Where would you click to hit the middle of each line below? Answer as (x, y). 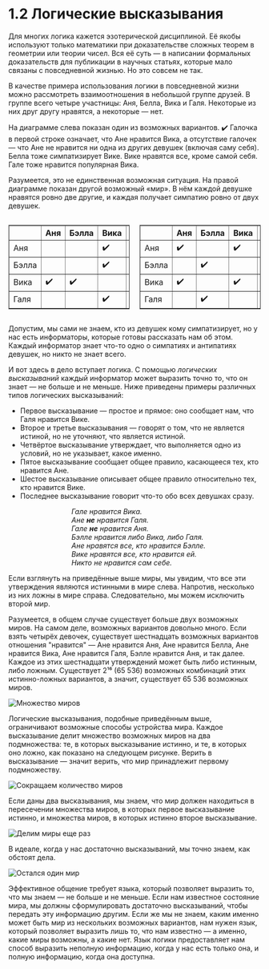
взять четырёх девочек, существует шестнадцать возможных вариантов (133, 636)
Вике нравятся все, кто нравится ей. (134, 553)
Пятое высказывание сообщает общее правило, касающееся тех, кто (139, 461)
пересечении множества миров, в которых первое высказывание (122, 809)
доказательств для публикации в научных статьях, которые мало (120, 62)
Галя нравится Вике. (55, 419)
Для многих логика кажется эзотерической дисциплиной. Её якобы (125, 36)
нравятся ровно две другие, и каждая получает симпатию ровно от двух (134, 197)
